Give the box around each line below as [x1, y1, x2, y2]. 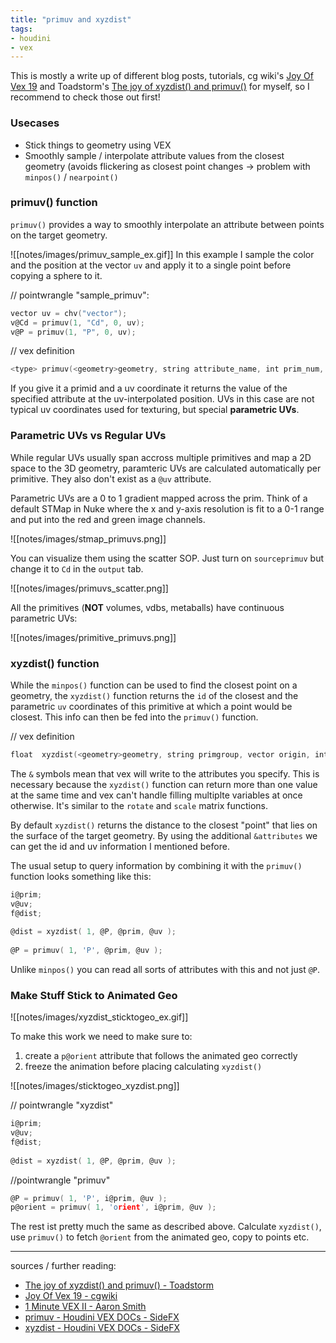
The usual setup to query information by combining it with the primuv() [10, 859, 303, 871]
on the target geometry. [10, 229, 108, 241]
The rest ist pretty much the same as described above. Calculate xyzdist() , [10, 1221, 322, 1233]
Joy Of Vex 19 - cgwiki [24, 1290, 118, 1302]
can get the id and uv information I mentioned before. [10, 840, 230, 852]
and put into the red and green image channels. [10, 513, 206, 525]
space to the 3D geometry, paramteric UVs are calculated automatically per [10, 462, 322, 474]
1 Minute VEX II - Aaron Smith [24, 1301, 147, 1313]
